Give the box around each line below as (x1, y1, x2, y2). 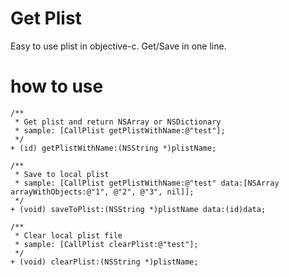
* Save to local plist (14, 169, 110, 179)
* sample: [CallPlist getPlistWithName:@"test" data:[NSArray (14, 178, 280, 188)
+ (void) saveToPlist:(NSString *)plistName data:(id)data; (10, 204, 267, 214)
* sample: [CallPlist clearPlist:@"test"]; (14, 239, 199, 249)
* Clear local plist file (14, 230, 123, 241)
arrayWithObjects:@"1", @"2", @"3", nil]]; (10, 187, 195, 197)
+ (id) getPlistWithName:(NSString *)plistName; (10, 143, 217, 153)
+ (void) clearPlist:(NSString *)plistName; (10, 257, 199, 267)
